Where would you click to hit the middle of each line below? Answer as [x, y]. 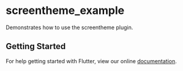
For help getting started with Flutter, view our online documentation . [91, 61]
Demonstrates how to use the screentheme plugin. [69, 27]
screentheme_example [65, 11]
